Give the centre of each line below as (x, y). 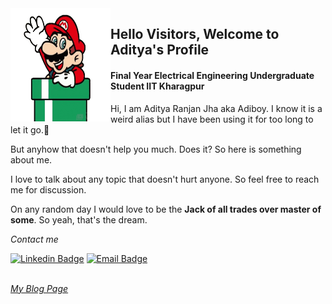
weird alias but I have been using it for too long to (212, 119)
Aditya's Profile (160, 50)
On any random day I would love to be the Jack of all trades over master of (166, 209)
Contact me (34, 239)
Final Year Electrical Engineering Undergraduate (212, 75)
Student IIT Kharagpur (157, 86)
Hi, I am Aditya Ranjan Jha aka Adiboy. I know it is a (216, 108)
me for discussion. (48, 189)
